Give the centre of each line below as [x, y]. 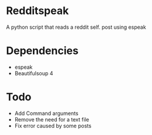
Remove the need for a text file [52, 119]
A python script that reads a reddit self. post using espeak [76, 27]
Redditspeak [38, 11]
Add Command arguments [46, 113]
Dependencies [42, 51]
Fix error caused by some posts [53, 126]
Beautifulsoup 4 [34, 73]
